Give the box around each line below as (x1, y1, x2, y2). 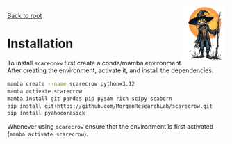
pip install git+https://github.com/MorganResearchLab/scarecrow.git (7, 102, 213, 109)
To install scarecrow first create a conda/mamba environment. (7, 58, 183, 67)
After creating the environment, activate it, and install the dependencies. (7, 66, 214, 74)
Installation (7, 36, 74, 51)
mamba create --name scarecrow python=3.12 (7, 80, 135, 88)
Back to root (7, 12, 42, 19)
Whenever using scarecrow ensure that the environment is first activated (7, 122, 214, 131)
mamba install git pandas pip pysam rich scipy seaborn (7, 95, 172, 102)
